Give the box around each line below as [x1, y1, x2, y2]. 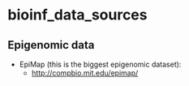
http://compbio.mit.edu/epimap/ [31, 68, 139, 78]
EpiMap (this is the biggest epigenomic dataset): [19, 59, 182, 69]
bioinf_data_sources [7, 6, 148, 24]
